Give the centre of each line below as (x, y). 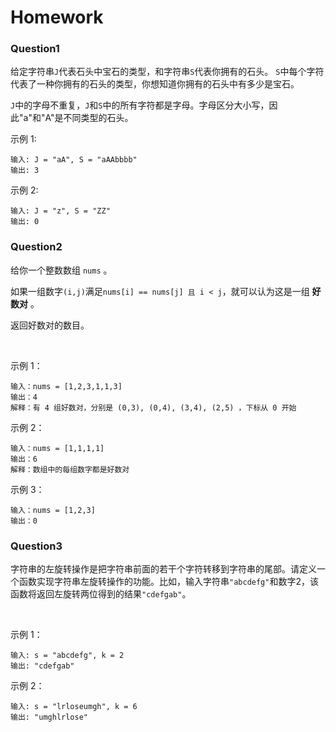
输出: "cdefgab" (42, 666)
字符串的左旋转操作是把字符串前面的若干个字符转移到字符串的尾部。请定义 (163, 569)
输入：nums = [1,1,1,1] (57, 448)
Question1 (35, 49)
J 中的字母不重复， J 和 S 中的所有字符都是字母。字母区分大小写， (140, 105)
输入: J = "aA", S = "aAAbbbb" (74, 160)
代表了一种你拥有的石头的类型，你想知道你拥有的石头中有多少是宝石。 (155, 84)
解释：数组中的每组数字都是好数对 (70, 469)
